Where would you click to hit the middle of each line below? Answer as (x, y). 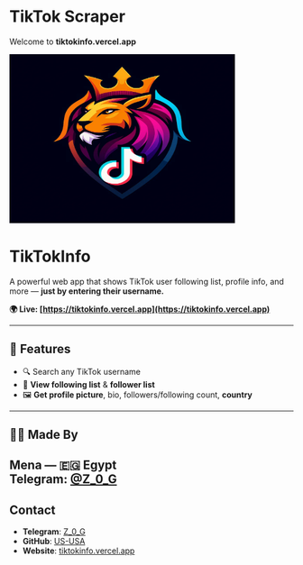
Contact (32, 510)
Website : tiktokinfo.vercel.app (78, 551)
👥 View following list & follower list (88, 384)
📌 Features (40, 349)
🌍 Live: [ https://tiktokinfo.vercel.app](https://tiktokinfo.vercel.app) (140, 309)
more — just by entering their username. (87, 291)
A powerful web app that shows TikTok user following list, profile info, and (147, 281)
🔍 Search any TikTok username (82, 371)
